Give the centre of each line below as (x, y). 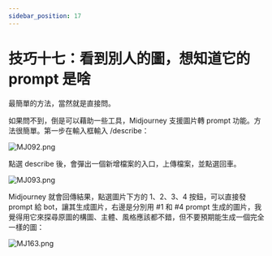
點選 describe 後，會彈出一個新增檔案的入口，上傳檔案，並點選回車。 (125, 163)
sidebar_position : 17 (45, 16)
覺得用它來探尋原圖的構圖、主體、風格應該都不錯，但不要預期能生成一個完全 (136, 217)
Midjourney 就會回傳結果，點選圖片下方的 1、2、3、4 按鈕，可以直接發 (127, 197)
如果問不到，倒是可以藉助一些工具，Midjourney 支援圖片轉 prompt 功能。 (131, 120)
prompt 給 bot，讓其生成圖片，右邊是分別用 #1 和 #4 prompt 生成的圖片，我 (135, 206)
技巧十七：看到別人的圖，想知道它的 (130, 59)
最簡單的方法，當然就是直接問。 (62, 103)
